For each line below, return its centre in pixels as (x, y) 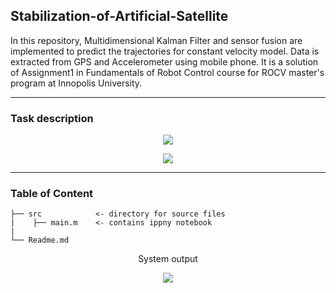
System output (168, 259)
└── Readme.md (40, 240)
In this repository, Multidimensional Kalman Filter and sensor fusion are (156, 40)
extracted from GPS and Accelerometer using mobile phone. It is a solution (164, 61)
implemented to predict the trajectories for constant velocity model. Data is (165, 51)
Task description (52, 118)
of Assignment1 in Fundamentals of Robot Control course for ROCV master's (167, 72)
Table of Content (52, 194)
